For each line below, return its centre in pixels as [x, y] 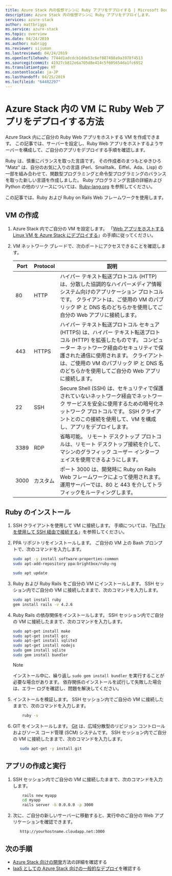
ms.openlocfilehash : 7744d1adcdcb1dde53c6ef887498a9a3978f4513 [74, 58]
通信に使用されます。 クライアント [122, 355]
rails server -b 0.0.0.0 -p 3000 [58, 805]
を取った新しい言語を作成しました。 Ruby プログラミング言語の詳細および [84, 180]
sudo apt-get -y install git [51, 748]
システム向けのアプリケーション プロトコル [112, 292]
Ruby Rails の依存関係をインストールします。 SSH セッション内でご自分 [88, 615]
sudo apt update [30, 573]
